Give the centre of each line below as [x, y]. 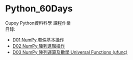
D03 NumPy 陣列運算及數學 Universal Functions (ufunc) [70, 52]
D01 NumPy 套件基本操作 [38, 40]
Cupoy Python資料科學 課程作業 [38, 23]
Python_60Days [39, 9]
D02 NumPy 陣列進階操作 [39, 46]
